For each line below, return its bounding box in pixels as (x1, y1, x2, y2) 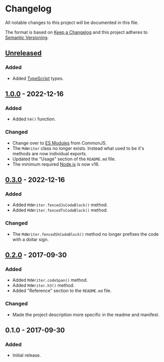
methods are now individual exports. (12, 150, 87, 156)
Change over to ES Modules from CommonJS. (12, 140, 107, 146)
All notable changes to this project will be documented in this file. (5, 19, 139, 25)
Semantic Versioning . (5, 34, 49, 40)
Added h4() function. (12, 116, 56, 122)
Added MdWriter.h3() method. (12, 283, 75, 289)
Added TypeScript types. (12, 75, 64, 81)
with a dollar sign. (12, 236, 49, 242)
